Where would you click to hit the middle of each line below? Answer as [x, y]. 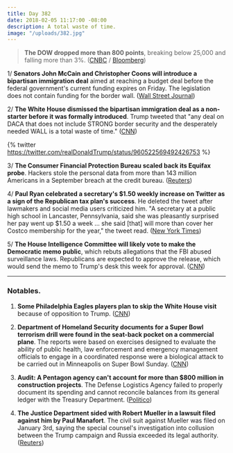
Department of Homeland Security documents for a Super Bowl [110, 327]
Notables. [24, 291]
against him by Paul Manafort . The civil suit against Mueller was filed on [121, 420]
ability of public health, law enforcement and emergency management [118, 349]
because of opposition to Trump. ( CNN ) [74, 313]
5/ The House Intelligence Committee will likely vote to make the [102, 245]
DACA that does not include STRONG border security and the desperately [112, 124]
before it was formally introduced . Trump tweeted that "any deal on [126, 117]
